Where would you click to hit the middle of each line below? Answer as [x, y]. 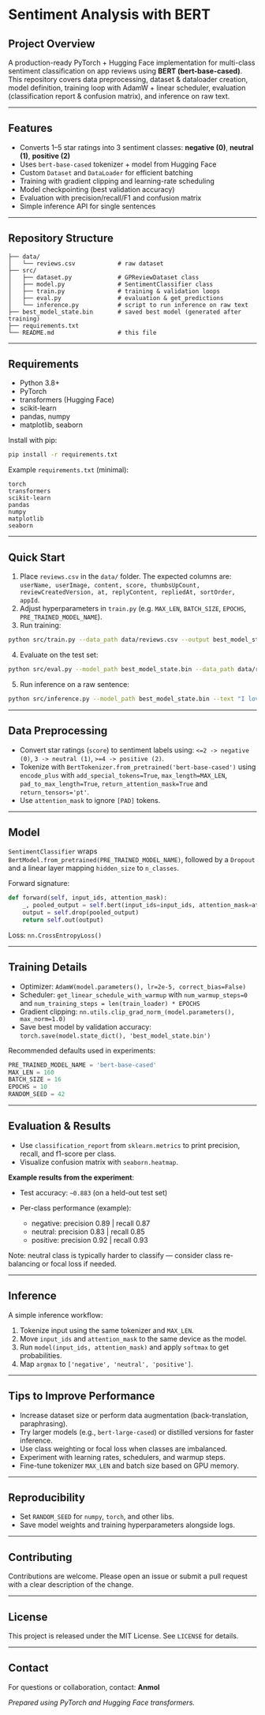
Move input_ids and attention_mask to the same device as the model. [133, 1338]
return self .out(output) [63, 920]
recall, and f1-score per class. [68, 1154]
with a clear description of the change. [71, 1585]
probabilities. [41, 1355]
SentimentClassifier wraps [53, 851]
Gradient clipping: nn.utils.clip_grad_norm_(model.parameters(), [127, 1011]
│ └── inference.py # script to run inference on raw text [128, 305]
